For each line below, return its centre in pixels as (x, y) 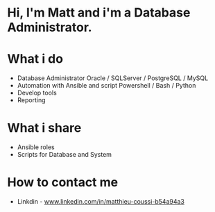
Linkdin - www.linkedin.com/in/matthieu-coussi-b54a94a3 (101, 201)
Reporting (32, 100)
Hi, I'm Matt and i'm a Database (99, 13)
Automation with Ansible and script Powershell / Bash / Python (106, 86)
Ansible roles (36, 147)
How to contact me (63, 183)
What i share (44, 128)
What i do (35, 59)
